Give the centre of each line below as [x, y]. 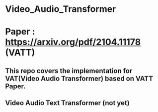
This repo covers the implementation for [69, 71]
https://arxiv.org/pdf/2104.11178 [73, 42]
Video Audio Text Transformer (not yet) [68, 103]
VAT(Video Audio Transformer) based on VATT [79, 78]
